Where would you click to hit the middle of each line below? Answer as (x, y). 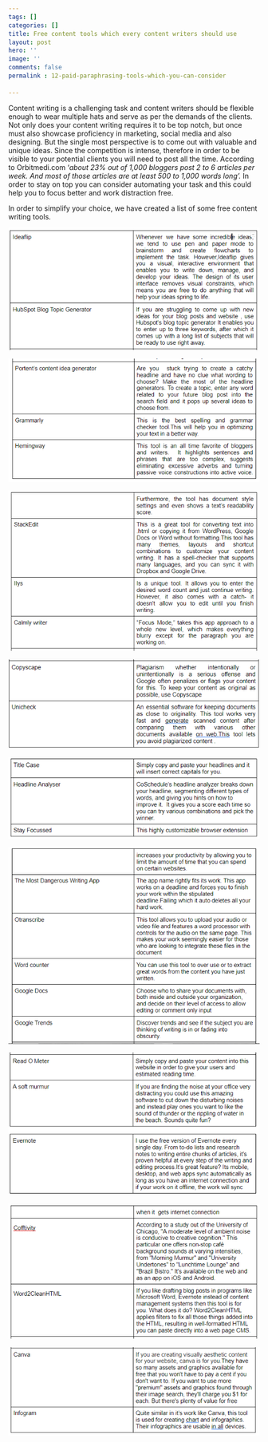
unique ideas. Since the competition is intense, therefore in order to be (124, 150)
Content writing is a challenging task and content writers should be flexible (131, 108)
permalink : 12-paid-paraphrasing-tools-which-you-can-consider (117, 76)
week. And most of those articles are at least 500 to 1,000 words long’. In (129, 176)
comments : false (35, 68)
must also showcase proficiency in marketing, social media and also (120, 133)
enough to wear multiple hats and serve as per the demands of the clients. (130, 117)
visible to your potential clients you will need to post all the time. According (131, 159)
